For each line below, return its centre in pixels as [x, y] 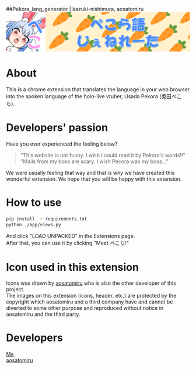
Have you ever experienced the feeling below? [62, 144]
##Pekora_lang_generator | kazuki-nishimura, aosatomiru [75, 9]
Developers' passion [57, 127]
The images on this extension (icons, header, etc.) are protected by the [91, 296]
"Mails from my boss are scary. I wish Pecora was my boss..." [94, 161]
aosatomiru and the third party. [43, 314]
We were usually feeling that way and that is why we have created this [90, 173]
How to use [34, 202]
